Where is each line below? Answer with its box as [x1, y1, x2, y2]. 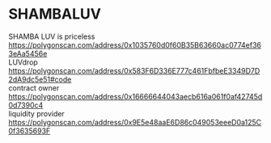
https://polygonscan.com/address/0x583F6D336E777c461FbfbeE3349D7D [8, 65, 260, 75]
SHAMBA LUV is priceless [8, 32, 95, 41]
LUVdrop [8, 57, 38, 67]
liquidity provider [8, 108, 65, 118]
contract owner [8, 82, 60, 93]
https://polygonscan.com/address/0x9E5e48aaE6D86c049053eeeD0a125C [8, 117, 262, 127]
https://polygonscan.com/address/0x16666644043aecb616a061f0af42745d [8, 91, 263, 101]
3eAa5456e [8, 48, 48, 58]
